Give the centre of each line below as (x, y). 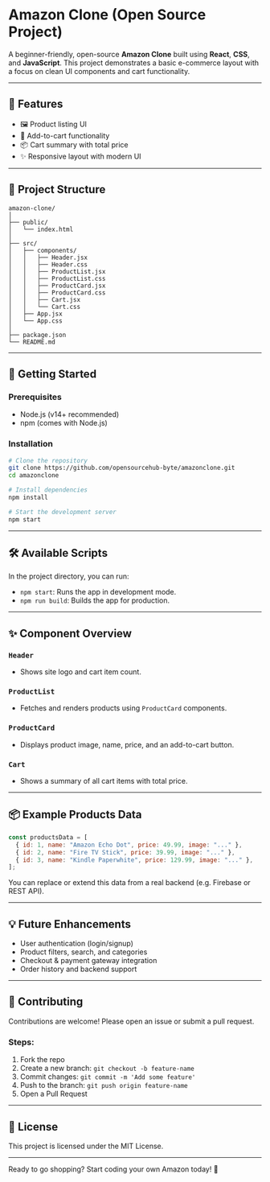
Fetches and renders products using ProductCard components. (123, 708)
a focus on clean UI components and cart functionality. (99, 71)
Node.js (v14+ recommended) (70, 414)
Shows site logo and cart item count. (81, 672)
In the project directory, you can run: (69, 576)
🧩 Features (36, 104)
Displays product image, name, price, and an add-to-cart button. (127, 744)
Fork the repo (43, 1060)
